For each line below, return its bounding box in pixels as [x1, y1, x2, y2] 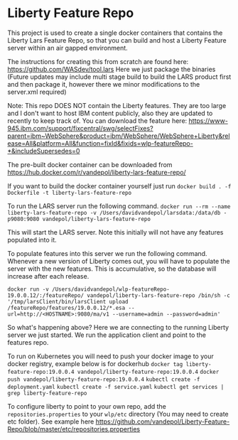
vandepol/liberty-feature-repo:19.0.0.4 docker [77, 368, 220, 375]
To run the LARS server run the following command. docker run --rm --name [7, 201, 231, 210]
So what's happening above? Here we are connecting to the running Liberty [7, 323, 229, 331]
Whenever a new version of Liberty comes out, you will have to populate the [7, 257, 231, 265]
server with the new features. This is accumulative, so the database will [7, 264, 217, 273]
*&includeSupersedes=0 [7, 146, 80, 155]
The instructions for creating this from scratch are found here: [7, 57, 189, 65]
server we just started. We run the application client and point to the [7, 331, 206, 339]
